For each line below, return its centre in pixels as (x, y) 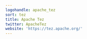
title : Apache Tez (25, 19)
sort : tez (16, 15)
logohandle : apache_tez (31, 10)
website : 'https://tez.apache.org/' (44, 29)
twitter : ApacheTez (26, 24)
